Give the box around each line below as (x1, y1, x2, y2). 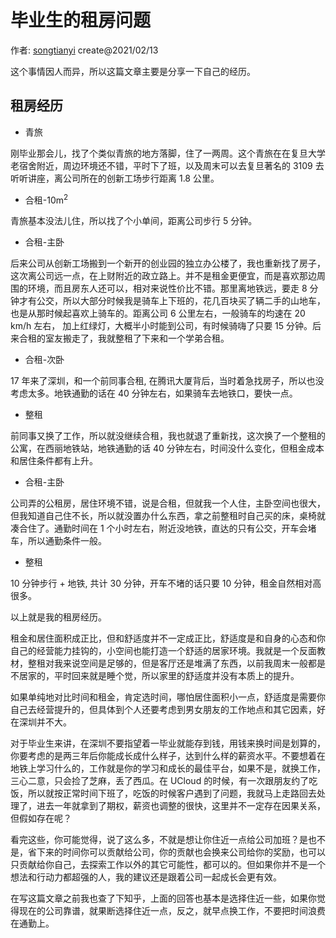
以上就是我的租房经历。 (10, 611, 107, 623)
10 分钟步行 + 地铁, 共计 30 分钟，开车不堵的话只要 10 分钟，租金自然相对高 (10, 577, 322, 590)
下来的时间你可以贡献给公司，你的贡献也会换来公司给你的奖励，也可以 (36, 846, 326, 858)
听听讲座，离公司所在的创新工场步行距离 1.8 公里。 (10, 172, 220, 184)
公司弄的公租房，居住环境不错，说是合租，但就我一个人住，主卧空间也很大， (10, 497, 326, 510)
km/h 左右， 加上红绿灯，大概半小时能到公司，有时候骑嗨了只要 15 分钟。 (10, 320, 313, 332)
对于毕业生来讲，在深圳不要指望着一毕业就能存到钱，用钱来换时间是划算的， (10, 737, 326, 750)
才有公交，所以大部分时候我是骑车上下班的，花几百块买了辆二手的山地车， (18, 295, 326, 307)
